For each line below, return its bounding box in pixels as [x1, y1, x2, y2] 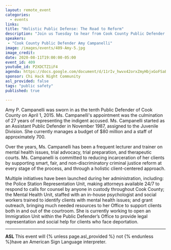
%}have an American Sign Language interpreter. [5, 238, 107, 245]
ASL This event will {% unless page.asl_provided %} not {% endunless [5, 233, 154, 239]
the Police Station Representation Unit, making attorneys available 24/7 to [5, 181, 160, 187]
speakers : [5, 36, 26, 41]
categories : [5, 12, 31, 17]
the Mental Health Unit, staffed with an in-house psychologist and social [5, 191, 157, 197]
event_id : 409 [5, 60, 36, 65]
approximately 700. [5, 134, 46, 140]
